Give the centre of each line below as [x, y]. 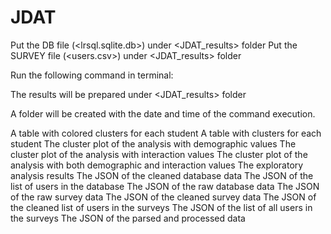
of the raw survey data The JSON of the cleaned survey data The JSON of [163, 197]
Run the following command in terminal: [92, 75]
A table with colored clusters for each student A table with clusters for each [166, 133]
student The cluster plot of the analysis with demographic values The [153, 143]
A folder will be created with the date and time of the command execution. [163, 113]
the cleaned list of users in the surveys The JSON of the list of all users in [161, 207]
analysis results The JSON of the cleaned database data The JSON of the [162, 175]
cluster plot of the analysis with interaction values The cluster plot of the [159, 154]
